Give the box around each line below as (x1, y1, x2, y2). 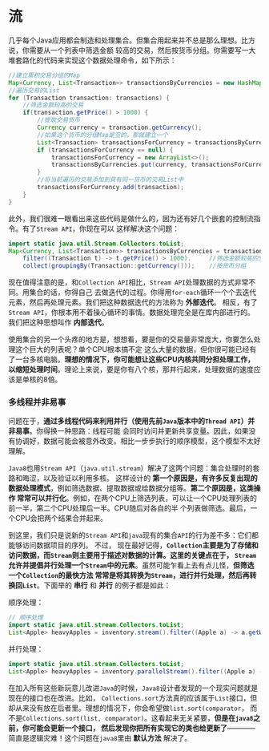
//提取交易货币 (37, 116, 80, 124)
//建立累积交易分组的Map (8, 71, 80, 79)
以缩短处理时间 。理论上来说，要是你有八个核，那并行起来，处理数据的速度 (8, 365, 254, 374)
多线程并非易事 (8, 397, 66, 408)
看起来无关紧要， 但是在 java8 (158, 713, 254, 722)
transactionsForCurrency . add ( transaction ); (37, 184, 184, 192)
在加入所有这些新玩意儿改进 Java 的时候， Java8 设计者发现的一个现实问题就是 (8, 683, 259, 692)
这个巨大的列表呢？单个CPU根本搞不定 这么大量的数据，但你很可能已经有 (14, 345, 257, 354)
